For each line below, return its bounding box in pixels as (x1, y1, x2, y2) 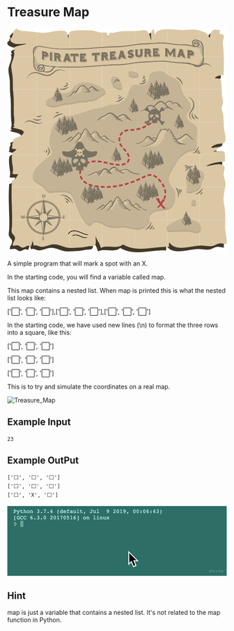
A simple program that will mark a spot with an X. (7, 259, 148, 268)
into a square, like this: (7, 328, 72, 337)
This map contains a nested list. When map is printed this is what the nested (7, 287, 226, 295)
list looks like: (7, 294, 47, 303)
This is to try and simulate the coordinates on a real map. (7, 382, 171, 391)
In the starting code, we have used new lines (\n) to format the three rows (7, 321, 219, 329)
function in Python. (7, 616, 62, 624)
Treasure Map (7, 4, 90, 20)
